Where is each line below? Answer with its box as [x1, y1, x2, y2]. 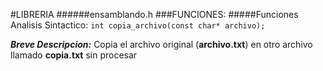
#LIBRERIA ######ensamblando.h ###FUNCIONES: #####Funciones [10, 9, 299, 20]
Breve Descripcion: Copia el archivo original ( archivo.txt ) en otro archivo [10, 39, 313, 50]
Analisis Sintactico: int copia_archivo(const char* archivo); [10, 19, 266, 31]
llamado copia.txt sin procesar [10, 49, 138, 61]
